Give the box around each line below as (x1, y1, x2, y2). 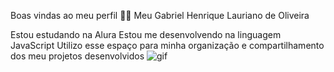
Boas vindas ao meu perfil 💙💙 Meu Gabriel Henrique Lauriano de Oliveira (10, 10, 310, 21)
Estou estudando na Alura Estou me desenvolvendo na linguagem (10, 29, 282, 40)
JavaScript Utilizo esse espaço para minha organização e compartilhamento (10, 40, 325, 51)
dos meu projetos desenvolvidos (10, 50, 145, 62)
